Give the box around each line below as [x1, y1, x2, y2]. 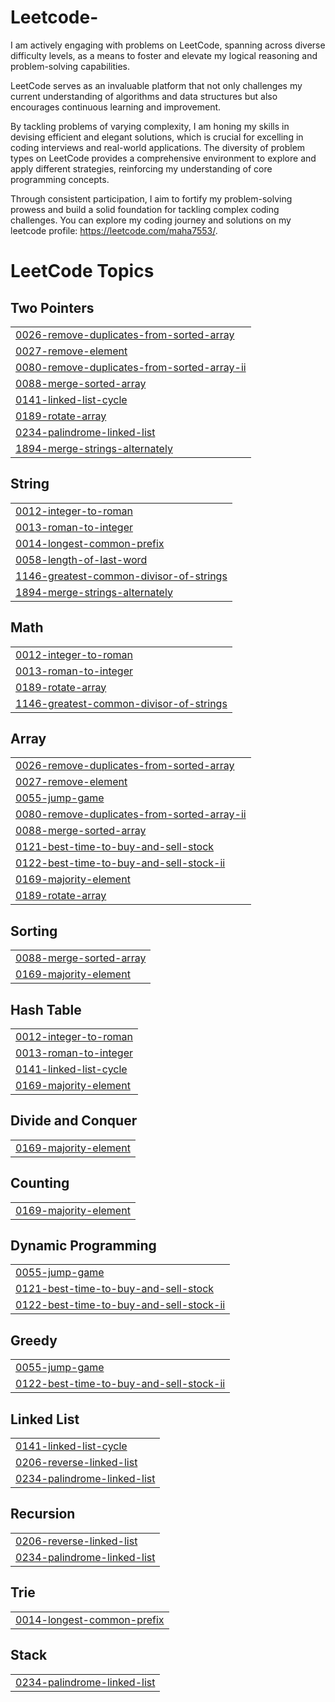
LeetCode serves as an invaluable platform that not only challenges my [10, 79, 303, 91]
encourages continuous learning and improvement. [10, 101, 222, 113]
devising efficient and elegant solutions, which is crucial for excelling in [10, 131, 304, 143]
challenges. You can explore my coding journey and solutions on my [10, 214, 292, 226]
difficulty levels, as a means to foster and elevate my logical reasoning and [10, 49, 318, 61]
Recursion [10, 1506, 76, 1523]
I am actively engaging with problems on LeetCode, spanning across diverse [10, 39, 326, 51]
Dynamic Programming [10, 1237, 157, 1255]
